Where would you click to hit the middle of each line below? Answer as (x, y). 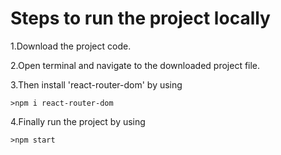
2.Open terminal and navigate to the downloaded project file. (135, 65)
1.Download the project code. (71, 46)
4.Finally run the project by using (78, 121)
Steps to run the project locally (140, 18)
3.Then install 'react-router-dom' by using (96, 84)
